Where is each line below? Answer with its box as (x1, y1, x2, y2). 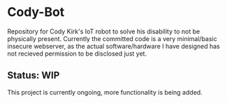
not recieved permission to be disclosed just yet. (7, 49, 147, 58)
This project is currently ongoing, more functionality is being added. (7, 88, 203, 96)
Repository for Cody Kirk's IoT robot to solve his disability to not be (7, 27, 200, 35)
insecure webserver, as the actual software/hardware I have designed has (7, 42, 220, 50)
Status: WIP (7, 70, 60, 81)
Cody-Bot (7, 4, 65, 20)
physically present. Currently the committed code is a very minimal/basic (7, 34, 218, 42)
